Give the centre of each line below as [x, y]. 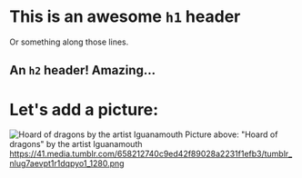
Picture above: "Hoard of [232, 134]
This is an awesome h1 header [125, 17]
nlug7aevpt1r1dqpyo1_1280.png [67, 163]
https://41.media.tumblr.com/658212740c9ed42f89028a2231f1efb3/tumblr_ [151, 154]
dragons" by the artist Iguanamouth [76, 144]
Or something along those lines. [69, 42]
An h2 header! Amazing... [83, 70]
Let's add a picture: [84, 109]
